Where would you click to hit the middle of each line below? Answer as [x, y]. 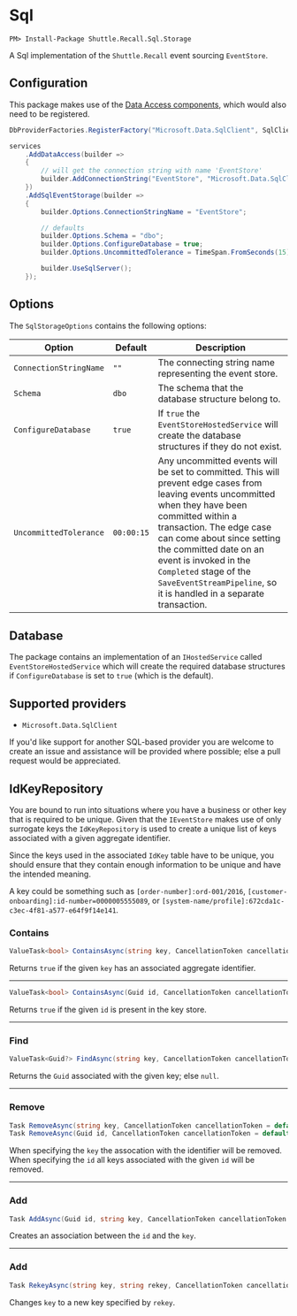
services [25, 146]
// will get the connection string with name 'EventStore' [152, 171]
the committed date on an [211, 549]
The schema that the [201, 387]
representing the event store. [218, 373]
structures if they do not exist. [220, 446]
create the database [199, 435]
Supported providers [68, 704]
